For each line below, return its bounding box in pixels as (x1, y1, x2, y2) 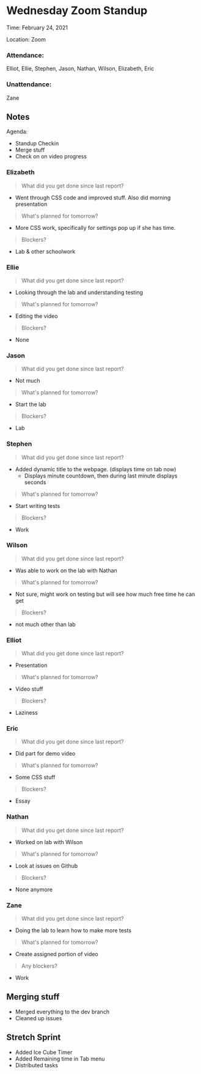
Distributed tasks (15, 1061, 58, 1068)
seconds (24, 478, 46, 486)
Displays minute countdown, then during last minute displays (24, 472, 178, 479)
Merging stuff (6, 991, 60, 1002)
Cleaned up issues (15, 1014, 62, 1021)
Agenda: (6, 128, 28, 135)
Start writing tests (15, 502, 60, 509)
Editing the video (15, 312, 58, 320)
